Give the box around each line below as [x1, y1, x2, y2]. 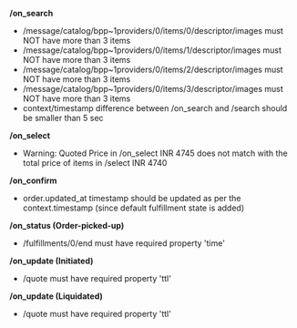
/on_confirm [9, 175, 57, 186]
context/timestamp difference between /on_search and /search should [22, 103, 288, 113]
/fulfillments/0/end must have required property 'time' [22, 238, 226, 249]
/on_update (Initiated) [9, 255, 94, 266]
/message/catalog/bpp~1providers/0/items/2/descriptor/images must [22, 64, 284, 75]
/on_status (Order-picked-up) [9, 220, 125, 231]
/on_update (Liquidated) [9, 291, 103, 302]
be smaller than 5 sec [22, 113, 104, 123]
